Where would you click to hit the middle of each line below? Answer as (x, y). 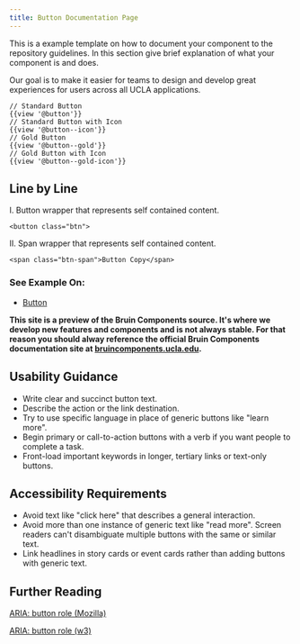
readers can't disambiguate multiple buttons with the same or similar (149, 535)
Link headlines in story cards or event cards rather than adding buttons (154, 554)
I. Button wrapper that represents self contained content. (115, 210)
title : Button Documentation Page (74, 18)
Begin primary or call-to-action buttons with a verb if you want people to (156, 437)
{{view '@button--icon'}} (57, 130)
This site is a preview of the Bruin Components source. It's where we (140, 320)
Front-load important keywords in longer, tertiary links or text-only (145, 456)
